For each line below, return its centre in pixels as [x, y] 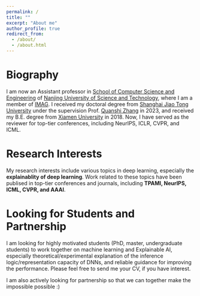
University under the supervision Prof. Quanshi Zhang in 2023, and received [100, 110]
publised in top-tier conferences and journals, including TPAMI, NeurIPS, [96, 183]
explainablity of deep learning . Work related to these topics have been [94, 177]
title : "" [19, 17]
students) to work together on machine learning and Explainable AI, [89, 249]
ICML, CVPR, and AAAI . [36, 189]
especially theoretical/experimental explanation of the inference [85, 256]
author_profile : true [33, 28]
